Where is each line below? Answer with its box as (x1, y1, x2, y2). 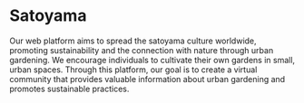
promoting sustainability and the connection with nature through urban (9, 44, 274, 55)
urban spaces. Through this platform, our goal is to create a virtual (9, 64, 258, 75)
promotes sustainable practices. (9, 83, 130, 94)
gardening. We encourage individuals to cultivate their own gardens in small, (9, 54, 296, 65)
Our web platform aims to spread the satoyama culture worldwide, (9, 35, 257, 46)
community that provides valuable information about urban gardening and (9, 73, 286, 84)
